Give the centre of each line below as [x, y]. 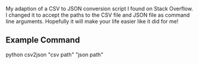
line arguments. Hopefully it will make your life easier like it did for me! [92, 21]
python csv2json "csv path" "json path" [55, 54]
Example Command [43, 40]
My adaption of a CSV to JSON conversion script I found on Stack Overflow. [99, 9]
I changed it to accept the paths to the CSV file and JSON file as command [98, 15]
